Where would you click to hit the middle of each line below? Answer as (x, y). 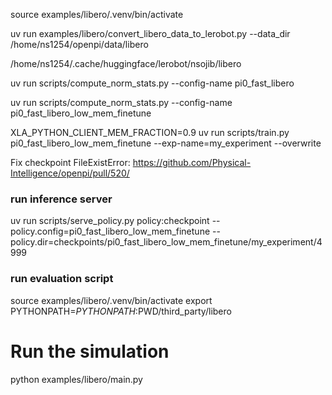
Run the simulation (90, 351)
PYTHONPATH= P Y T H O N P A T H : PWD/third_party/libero (121, 311)
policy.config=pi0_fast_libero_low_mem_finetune (110, 231)
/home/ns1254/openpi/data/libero (79, 44)
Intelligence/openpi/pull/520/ (70, 173)
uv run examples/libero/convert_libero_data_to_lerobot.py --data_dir (150, 33)
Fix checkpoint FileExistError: (70, 162)
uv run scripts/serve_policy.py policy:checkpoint (110, 221)
